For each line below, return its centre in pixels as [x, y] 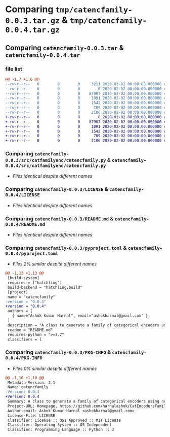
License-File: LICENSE [31, 415]
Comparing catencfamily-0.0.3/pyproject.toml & [66, 248]
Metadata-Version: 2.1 [31, 382]
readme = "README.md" [30, 330]
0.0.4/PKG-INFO [24, 358]
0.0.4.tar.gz [32, 30]
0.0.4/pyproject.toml [32, 253]
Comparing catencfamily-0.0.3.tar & [65, 47]
